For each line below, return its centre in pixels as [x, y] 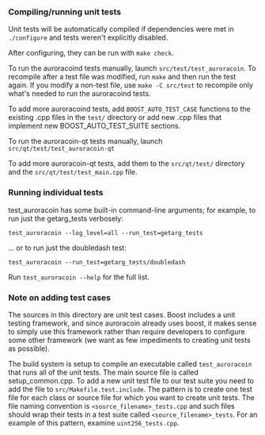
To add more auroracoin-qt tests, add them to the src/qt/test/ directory [127, 164]
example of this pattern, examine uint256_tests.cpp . [94, 422]
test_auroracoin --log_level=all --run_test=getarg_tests [106, 233]
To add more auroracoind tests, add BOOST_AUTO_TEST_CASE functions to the [129, 109]
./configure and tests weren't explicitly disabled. [88, 37]
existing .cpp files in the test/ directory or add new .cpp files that [115, 117]
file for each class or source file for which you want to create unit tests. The [131, 397]
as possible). [29, 348]
